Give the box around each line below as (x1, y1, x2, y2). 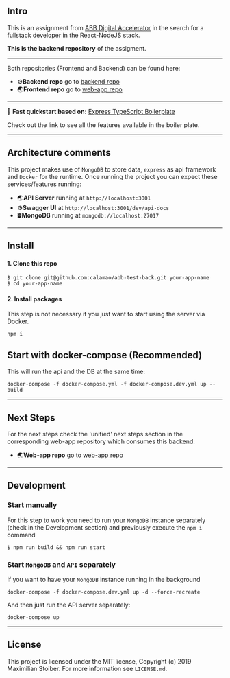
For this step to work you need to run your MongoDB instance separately (7, 516, 206, 524)
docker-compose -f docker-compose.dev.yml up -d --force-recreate (7, 589, 201, 596)
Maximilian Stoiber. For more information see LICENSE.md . (7, 664, 168, 673)
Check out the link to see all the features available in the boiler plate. (7, 120, 200, 129)
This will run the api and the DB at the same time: (7, 367, 146, 376)
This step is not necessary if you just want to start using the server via (7, 310, 205, 318)
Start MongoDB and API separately (7, 559, 116, 569)
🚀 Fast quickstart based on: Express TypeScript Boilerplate (7, 107, 176, 115)
